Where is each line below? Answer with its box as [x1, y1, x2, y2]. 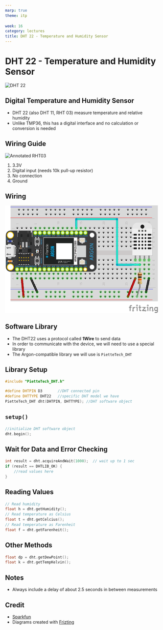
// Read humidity [5, 502, 41, 507]
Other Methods [5, 541, 52, 549]
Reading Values [5, 488, 54, 496]
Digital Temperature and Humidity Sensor [5, 96, 135, 105]
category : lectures [5, 29, 45, 34]
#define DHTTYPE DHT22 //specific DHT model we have [5, 394, 119, 399]
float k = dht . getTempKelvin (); [5, 560, 71, 565]
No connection [12, 173, 43, 179]
